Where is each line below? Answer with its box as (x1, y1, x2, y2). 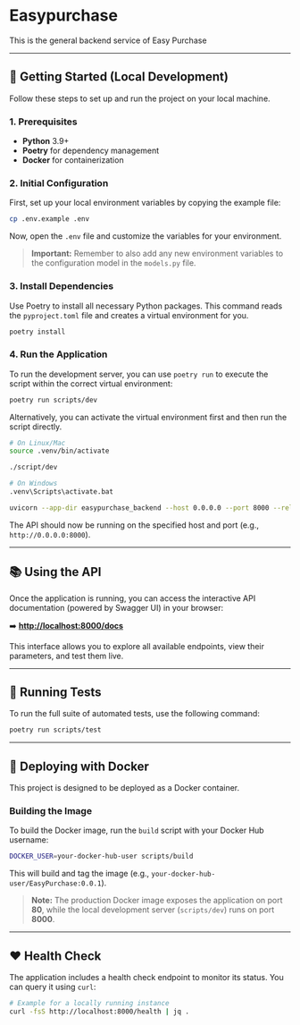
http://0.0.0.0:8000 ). (9, 529, 91, 539)
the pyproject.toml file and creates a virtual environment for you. (9, 309, 249, 320)
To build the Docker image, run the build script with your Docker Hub (9, 825, 265, 836)
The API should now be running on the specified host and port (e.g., (9, 520, 260, 530)
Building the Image (9, 805, 92, 817)
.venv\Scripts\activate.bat (9, 487, 114, 496)
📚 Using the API (9, 564, 102, 580)
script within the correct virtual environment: (9, 377, 173, 389)
